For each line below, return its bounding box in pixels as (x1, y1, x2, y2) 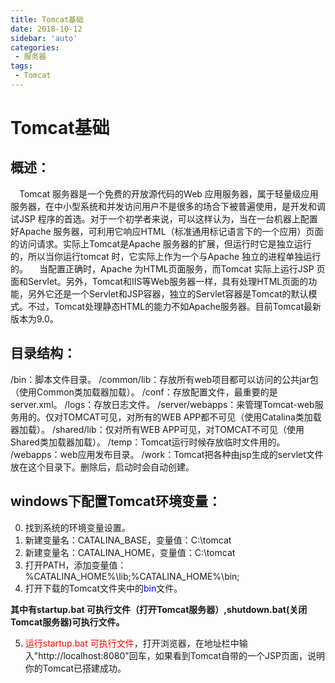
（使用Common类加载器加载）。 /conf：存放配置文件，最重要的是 (10, 386, 278, 398)
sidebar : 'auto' (10, 33, 78, 43)
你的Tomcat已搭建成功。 (24, 662, 127, 674)
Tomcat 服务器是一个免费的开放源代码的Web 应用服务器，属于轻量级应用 (19, 187, 319, 200)
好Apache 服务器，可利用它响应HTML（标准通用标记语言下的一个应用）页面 (10, 225, 324, 237)
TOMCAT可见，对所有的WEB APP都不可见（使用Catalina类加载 (62, 411, 322, 423)
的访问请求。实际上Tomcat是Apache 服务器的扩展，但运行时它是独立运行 (10, 237, 312, 250)
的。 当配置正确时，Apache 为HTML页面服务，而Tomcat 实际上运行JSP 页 (10, 262, 326, 275)
